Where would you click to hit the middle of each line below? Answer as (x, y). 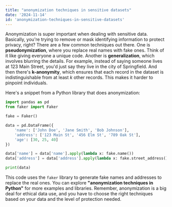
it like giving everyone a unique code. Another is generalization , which (80, 56)
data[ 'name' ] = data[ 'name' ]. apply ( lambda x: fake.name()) (70, 154)
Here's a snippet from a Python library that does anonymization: (73, 93)
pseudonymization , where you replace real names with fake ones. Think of (85, 50)
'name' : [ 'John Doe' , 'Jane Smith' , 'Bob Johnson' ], (72, 130)
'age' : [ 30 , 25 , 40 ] (36, 140)
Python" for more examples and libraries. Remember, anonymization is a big (86, 188)
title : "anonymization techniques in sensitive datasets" (68, 10)
